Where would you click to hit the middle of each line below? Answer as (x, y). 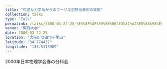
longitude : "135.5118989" (32, 47)
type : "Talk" (19, 19)
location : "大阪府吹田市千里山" (35, 38)
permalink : (16, 24)
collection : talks (24, 14)
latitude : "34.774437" (29, 42)
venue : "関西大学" (23, 28)
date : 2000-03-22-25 (27, 33)
